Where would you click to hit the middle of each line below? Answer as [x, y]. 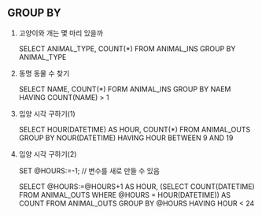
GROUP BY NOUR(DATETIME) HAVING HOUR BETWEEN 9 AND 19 [126, 138]
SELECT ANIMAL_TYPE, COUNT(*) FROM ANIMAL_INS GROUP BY [127, 48]
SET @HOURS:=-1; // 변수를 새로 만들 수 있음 [89, 171]
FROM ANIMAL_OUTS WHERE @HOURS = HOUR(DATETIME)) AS [125, 195]
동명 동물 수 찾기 [44, 73]
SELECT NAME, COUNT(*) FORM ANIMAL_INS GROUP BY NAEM [125, 89]
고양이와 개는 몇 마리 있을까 [61, 33]
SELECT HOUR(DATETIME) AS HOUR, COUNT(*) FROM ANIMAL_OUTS [135, 129]
